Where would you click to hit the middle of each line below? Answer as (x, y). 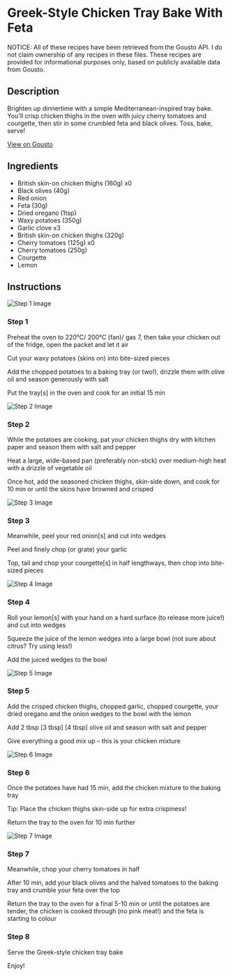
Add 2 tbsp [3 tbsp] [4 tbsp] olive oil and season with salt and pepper (107, 727)
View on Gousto (30, 144)
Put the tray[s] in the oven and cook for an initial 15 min (86, 393)
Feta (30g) (32, 205)
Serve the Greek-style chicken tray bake (65, 952)
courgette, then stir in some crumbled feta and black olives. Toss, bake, (110, 123)
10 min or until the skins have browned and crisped (80, 488)
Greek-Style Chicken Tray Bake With (115, 13)
